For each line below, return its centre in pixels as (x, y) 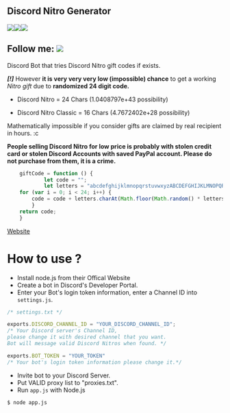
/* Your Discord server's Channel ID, (62, 331)
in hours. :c (23, 133)
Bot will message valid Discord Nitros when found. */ (87, 344)
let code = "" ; (65, 180)
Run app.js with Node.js (51, 390)
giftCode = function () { (56, 173)
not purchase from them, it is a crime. (62, 161)
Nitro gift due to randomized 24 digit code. (68, 86)
